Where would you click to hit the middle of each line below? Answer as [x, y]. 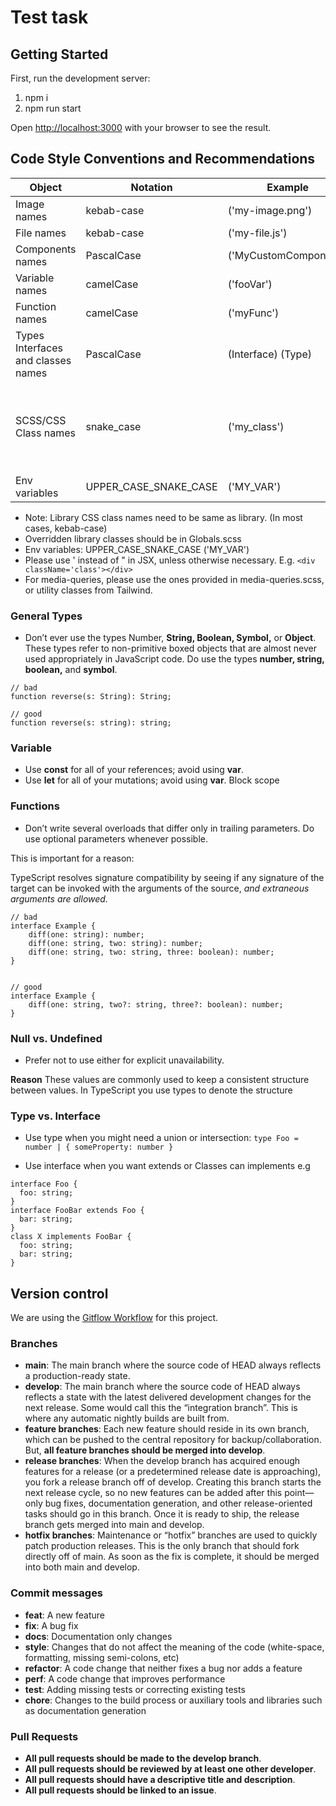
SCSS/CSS [41, 420]
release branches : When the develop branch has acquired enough [162, 1461]
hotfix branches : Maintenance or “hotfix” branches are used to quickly [171, 1535]
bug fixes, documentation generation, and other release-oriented [178, 1503]
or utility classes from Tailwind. [88, 590]
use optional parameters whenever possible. [116, 838]
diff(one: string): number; [86, 934]
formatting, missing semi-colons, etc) [102, 1657]
